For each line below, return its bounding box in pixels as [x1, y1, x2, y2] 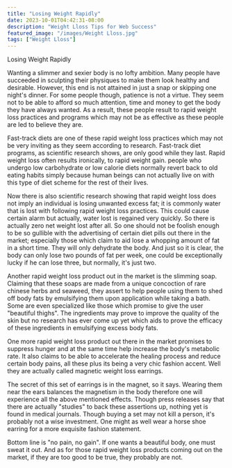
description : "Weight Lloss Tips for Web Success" [7, 23, 157, 30]
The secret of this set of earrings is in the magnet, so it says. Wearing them [7, 380, 222, 389]
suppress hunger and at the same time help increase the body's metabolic [7, 345, 220, 353]
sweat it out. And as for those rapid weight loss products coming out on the [7, 446, 223, 454]
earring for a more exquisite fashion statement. [7, 425, 142, 433]
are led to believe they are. [7, 120, 83, 129]
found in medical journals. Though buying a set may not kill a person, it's [7, 410, 215, 419]
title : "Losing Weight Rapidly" [7, 10, 101, 17]
